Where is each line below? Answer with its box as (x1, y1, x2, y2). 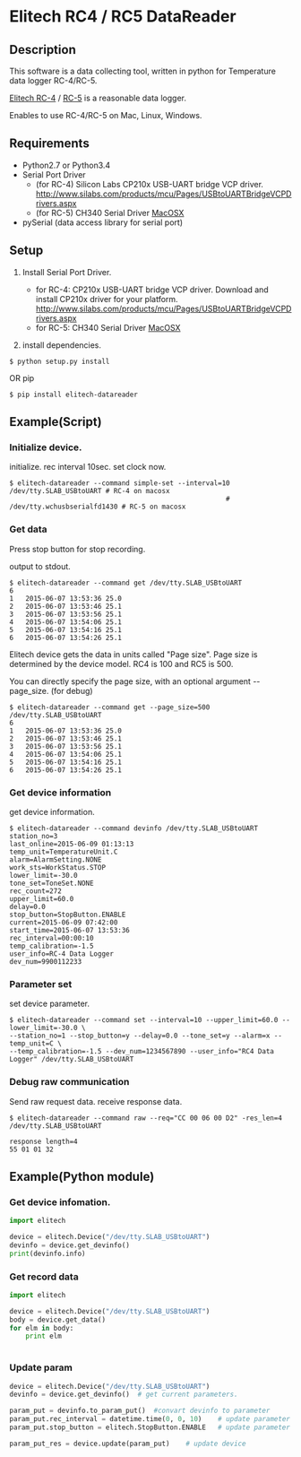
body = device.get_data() (9, 1315, 106, 1324)
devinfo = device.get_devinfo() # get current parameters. (9, 1390, 239, 1400)
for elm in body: (9, 1323, 74, 1332)
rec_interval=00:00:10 (9, 933, 94, 942)
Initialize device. (9, 441, 82, 454)
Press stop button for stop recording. (9, 543, 146, 554)
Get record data (9, 1271, 79, 1283)
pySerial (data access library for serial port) (21, 217, 184, 228)
